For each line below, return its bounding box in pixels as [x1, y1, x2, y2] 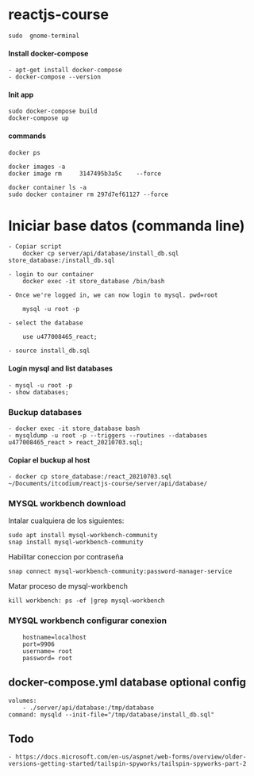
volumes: [8, 697, 37, 705]
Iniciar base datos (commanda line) [8, 217, 245, 235]
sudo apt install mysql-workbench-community [8, 532, 158, 540]
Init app [8, 90, 34, 99]
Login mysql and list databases [8, 363, 114, 374]
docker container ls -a [8, 183, 87, 191]
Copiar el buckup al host [8, 455, 90, 465]
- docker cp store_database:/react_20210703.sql [8, 473, 172, 481]
